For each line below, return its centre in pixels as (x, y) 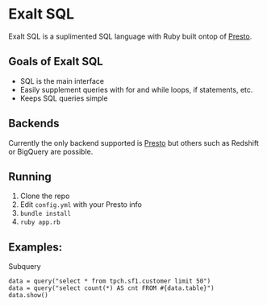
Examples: (35, 247)
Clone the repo (45, 196)
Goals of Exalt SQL (56, 62)
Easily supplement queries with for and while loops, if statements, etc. (136, 89)
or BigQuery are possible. (51, 151)
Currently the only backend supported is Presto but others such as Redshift (134, 143)
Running (30, 177)
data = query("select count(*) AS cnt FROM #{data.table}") (112, 288)
